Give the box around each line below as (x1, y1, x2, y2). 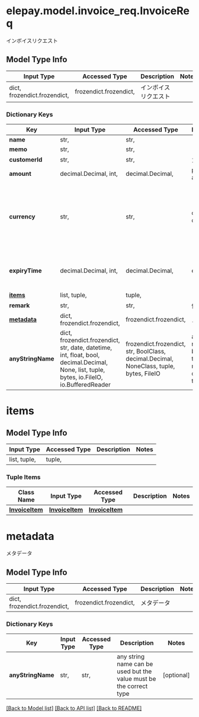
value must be (117, 675, 156, 683)
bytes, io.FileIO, (60, 373, 103, 381)
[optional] (162, 671, 190, 679)
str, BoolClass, (126, 348, 166, 356)
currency (9, 213, 36, 221)
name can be (117, 660, 153, 668)
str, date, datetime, (60, 343, 113, 352)
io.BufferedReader (60, 381, 111, 389)
